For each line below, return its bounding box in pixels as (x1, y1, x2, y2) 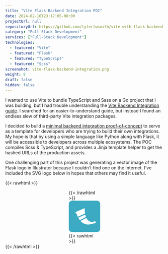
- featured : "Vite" (10, 45, 51, 50)
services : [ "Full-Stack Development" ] (5, 35, 87, 40)
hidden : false (5, 83, 35, 88)
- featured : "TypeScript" (10, 56, 64, 61)
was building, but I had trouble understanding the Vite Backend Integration (5, 102, 159, 108)
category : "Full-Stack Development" (5, 29, 82, 35)
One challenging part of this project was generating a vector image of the (5, 159, 157, 165)
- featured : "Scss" (10, 61, 51, 67)
